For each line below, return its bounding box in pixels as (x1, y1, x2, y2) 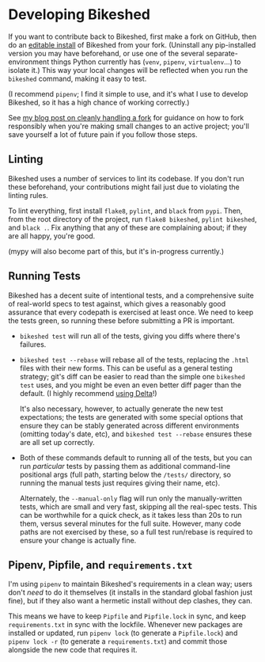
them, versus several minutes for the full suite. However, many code (19, 519, 241, 528)
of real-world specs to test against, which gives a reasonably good (8, 299, 226, 308)
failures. (19, 339, 47, 349)
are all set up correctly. (19, 437, 95, 447)
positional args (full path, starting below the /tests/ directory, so (19, 470, 232, 479)
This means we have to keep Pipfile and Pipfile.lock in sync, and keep (8, 611, 247, 621)
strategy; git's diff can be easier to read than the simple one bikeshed (19, 371, 245, 381)
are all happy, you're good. (8, 231, 96, 241)
